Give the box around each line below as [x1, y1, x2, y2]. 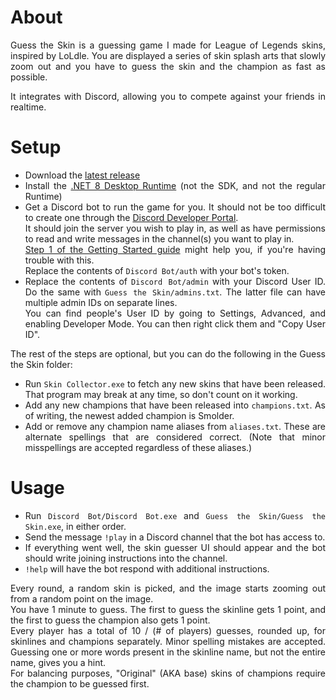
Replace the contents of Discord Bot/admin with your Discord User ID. [24, 275, 327, 287]
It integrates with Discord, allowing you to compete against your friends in [10, 90, 326, 102]
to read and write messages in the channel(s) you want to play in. [24, 232, 295, 245]
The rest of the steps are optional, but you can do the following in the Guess [10, 347, 326, 360]
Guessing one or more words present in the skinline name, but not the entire [10, 646, 326, 658]
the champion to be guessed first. [10, 677, 150, 690]
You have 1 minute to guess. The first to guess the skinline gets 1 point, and [10, 603, 326, 615]
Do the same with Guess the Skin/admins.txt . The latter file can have [24, 286, 326, 298]
